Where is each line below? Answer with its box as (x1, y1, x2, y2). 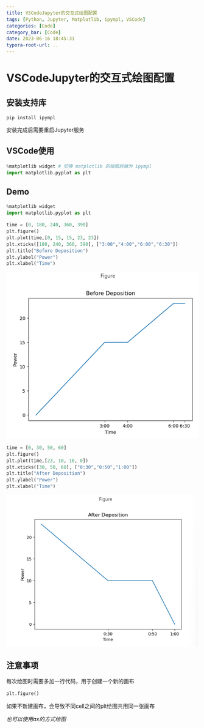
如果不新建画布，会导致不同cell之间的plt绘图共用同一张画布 (6, 702, 155, 710)
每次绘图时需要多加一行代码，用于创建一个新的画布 (6, 678, 135, 685)
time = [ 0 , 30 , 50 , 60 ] (6, 444, 67, 451)
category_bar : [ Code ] (6, 29, 62, 35)
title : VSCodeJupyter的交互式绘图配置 (6, 10, 97, 16)
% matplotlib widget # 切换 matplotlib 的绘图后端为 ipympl (6, 163, 152, 169)
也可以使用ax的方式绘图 (6, 716, 66, 723)
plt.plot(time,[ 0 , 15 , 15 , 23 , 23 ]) (6, 234, 99, 241)
